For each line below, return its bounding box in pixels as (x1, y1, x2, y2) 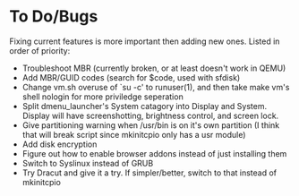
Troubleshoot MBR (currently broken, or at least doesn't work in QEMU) (21, 63, 286, 73)
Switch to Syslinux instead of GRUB (21, 158, 154, 168)
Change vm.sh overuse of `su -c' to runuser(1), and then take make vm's (21, 81, 290, 92)
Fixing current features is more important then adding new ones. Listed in (9, 36, 280, 47)
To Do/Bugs (9, 6, 98, 27)
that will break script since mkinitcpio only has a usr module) (21, 129, 246, 140)
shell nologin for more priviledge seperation (21, 91, 184, 102)
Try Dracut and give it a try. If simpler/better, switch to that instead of (21, 167, 278, 178)
